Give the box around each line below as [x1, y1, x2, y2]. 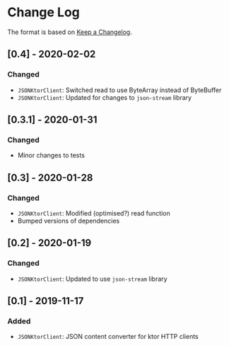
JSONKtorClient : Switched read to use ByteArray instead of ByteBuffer [17, 86, 222, 94]
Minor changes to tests [17, 151, 85, 160]
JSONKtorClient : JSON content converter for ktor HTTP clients [17, 333, 199, 341]
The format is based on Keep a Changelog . [7, 28, 132, 36]
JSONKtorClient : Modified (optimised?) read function [17, 209, 171, 217]
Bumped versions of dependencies [17, 217, 120, 225]
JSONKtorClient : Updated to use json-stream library [17, 274, 168, 283]
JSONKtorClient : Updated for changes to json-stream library [17, 93, 192, 101]
